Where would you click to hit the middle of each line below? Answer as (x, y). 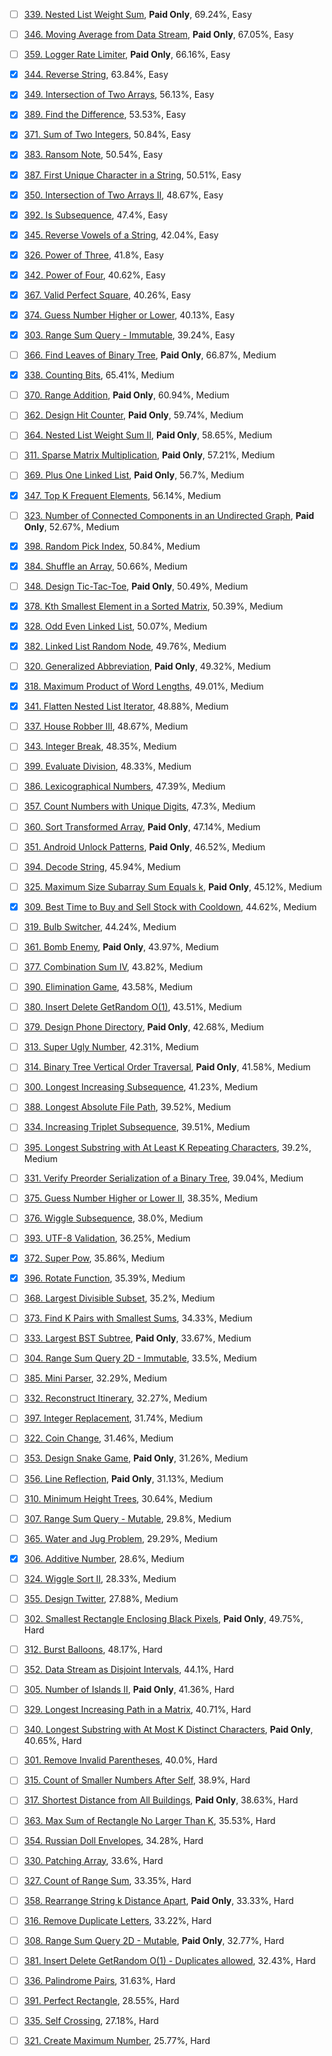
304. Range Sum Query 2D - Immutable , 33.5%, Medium (140, 1358)
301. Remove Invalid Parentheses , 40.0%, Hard (120, 1760)
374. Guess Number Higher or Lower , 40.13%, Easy (129, 315)
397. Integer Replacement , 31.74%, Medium (113, 1418)
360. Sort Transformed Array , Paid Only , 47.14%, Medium (142, 826)
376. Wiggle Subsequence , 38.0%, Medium (113, 1218)
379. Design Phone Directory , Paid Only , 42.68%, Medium (144, 1027)
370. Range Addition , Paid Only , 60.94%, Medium (126, 395)
